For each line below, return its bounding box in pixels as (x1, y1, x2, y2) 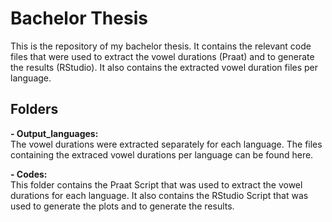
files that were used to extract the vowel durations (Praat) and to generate (10, 50, 315, 62)
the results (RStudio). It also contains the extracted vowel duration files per (10, 61, 319, 73)
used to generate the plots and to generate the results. (10, 200, 235, 212)
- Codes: (10, 168, 48, 180)
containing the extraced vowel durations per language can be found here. (10, 148, 314, 161)
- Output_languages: (10, 127, 99, 139)
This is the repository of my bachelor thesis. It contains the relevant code (10, 40, 312, 52)
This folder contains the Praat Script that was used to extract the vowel (10, 178, 303, 191)
